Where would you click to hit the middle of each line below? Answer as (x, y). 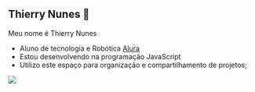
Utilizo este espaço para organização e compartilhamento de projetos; (133, 65)
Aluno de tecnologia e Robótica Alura (79, 48)
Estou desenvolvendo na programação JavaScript (100, 56)
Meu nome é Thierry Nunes (53, 33)
